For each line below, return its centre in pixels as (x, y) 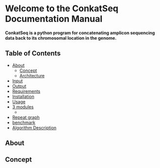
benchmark (24, 122)
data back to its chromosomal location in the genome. (61, 38)
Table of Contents (33, 54)
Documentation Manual (54, 19)
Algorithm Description (34, 127)
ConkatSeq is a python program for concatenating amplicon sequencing (80, 33)
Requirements (26, 91)
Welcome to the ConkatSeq (62, 9)
